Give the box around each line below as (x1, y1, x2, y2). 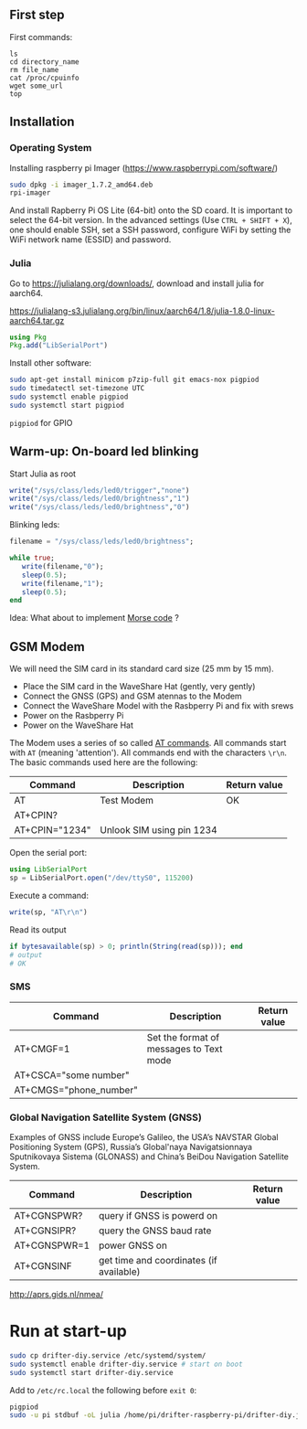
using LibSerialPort (9, 865, 89, 874)
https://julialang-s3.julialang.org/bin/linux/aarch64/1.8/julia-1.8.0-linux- (9, 305, 276, 316)
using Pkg (9, 333, 48, 342)
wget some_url (9, 81, 64, 91)
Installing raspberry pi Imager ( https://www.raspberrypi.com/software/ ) (9, 162, 279, 173)
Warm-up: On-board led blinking (9, 443, 199, 460)
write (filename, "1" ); (21, 579, 104, 588)
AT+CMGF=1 (14, 1042, 70, 1055)
